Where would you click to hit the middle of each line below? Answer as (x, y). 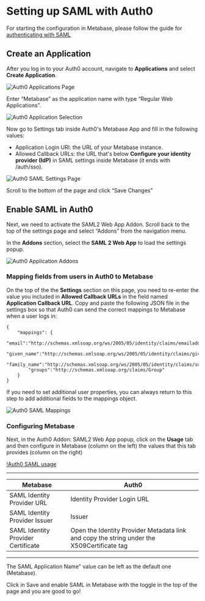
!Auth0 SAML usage (31, 464)
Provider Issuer (31, 520)
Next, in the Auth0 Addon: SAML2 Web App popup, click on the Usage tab (100, 439)
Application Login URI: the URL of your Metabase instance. (89, 147)
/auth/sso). (29, 167)
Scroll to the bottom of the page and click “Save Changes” (80, 190)
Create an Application (49, 54)
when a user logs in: (32, 316)
